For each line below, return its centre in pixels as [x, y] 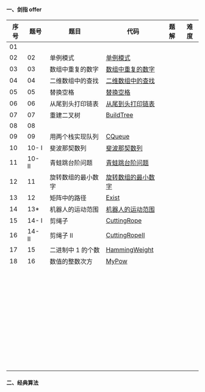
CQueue [118, 137]
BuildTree [120, 115]
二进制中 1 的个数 [75, 250]
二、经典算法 [22, 382]
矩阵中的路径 [68, 198]
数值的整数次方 [71, 262]
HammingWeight [130, 250]
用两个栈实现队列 [74, 137]
